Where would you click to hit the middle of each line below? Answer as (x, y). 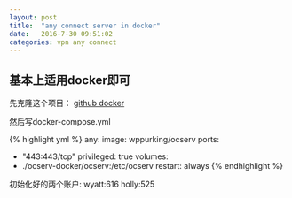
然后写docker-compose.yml (60, 122)
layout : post (33, 17)
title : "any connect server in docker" (85, 26)
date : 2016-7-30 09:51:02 (61, 34)
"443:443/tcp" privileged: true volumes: (95, 156)
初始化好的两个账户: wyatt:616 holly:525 (82, 184)
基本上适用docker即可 (70, 80)
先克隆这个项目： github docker (67, 103)
